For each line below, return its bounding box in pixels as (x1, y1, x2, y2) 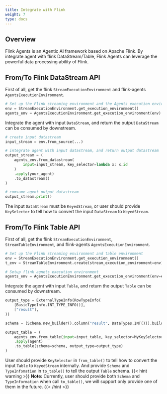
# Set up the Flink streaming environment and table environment (5, 251, 143, 256)
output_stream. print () (5, 194, 52, 199)
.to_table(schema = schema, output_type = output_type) (14, 344, 123, 349)
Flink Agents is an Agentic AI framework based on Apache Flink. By (5, 48, 143, 54)
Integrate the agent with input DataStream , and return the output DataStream (5, 120, 159, 126)
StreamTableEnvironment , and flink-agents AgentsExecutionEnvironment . (5, 241, 151, 247)
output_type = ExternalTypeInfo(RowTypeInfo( (5, 298, 101, 303)
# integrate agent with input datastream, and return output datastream (5, 148, 159, 153)
